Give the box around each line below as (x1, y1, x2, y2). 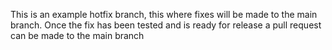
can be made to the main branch (10, 30, 145, 41)
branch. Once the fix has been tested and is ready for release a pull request (10, 19, 322, 31)
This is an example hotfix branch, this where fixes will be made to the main (10, 9, 318, 20)
